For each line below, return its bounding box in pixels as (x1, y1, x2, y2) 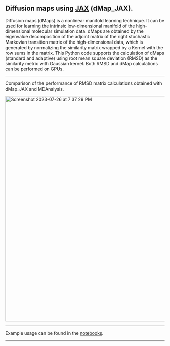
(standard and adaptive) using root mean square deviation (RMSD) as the (5, 55, 158, 61)
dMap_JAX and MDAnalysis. (5, 85, 64, 92)
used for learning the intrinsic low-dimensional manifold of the (5, 23, 135, 29)
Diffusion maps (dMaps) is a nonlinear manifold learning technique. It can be (5, 17, 165, 23)
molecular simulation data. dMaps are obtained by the (31, 28, 144, 34)
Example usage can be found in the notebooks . (5, 330, 104, 336)
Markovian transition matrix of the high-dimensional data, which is (5, 39, 143, 45)
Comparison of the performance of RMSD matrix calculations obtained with (5, 80, 162, 87)
